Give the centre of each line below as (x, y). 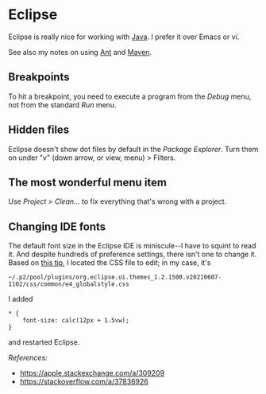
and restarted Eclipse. (44, 342)
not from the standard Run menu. (62, 104)
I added (21, 299)
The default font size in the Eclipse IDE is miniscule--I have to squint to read (132, 246)
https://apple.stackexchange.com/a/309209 (92, 373)
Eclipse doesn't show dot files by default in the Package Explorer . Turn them (133, 149)
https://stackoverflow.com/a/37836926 (84, 382)
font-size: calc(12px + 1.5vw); (76, 321)
